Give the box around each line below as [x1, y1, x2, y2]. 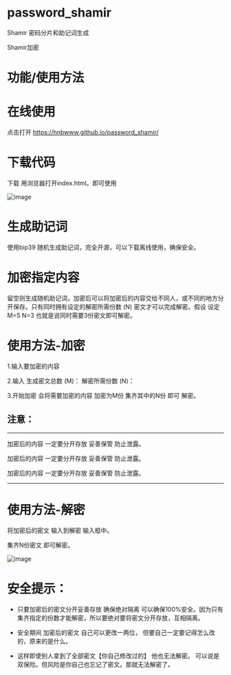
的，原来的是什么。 [16, 636, 72, 645]
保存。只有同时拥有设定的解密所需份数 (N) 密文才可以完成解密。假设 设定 [12, 302, 220, 311]
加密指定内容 [7, 270, 80, 285]
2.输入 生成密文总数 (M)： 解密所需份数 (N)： [7, 376, 135, 385]
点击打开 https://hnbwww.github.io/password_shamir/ [7, 128, 159, 137]
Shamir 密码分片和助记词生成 [7, 28, 89, 37]
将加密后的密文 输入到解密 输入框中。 [7, 526, 113, 534]
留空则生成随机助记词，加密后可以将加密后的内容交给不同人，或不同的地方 [7, 294, 218, 302]
